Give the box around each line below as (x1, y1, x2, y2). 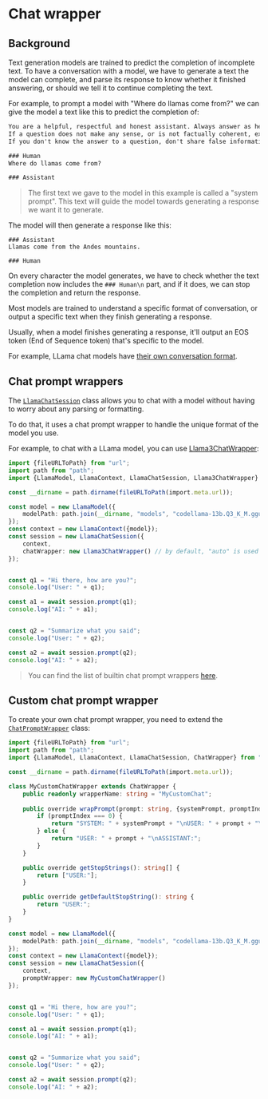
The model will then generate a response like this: (8, 220, 171, 230)
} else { (37, 827, 66, 835)
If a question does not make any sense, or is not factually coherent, (8, 129, 251, 138)
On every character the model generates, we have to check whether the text (8, 271, 259, 280)
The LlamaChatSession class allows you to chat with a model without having (8, 396, 255, 406)
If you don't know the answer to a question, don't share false (8, 137, 227, 145)
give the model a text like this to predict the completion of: (8, 107, 199, 117)
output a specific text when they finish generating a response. (8, 312, 212, 322)
